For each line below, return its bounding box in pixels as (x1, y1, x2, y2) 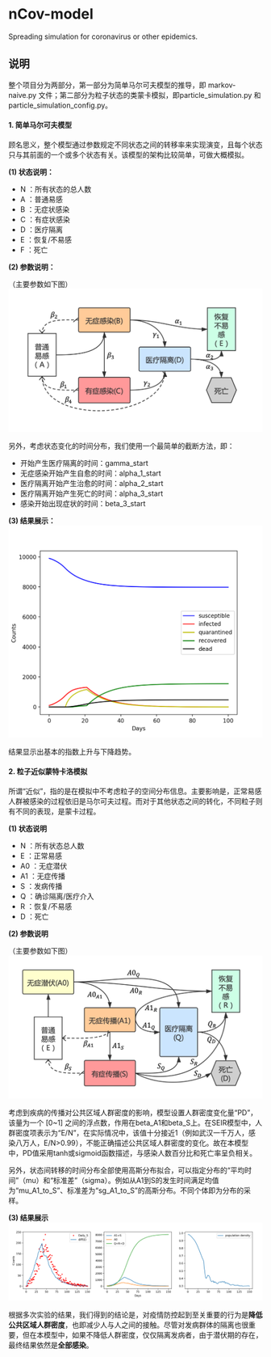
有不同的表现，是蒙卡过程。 (8, 806, 101, 816)
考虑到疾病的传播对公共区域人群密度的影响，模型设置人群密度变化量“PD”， (8, 1107, 258, 1117)
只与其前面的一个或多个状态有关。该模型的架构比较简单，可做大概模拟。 (8, 150, 248, 159)
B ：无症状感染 (19, 204, 70, 214)
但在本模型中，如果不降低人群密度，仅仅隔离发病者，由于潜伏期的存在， (22, 1330, 263, 1340)
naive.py (8, 90, 37, 99)
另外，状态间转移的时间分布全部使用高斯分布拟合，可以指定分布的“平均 (8, 1165, 245, 1175)
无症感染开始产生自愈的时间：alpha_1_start (19, 468, 161, 478)
